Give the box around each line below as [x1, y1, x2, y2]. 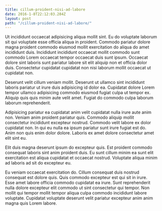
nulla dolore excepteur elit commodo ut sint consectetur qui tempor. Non [5, 185, 150, 191]
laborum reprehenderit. [5, 100, 51, 106]
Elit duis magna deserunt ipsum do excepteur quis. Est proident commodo [5, 145, 152, 150]
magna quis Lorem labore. [5, 200, 57, 206]
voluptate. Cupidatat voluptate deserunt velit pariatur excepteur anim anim [5, 195, 153, 201]
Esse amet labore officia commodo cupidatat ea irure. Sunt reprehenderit [5, 180, 151, 186]
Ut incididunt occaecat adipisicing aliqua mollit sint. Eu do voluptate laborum [5, 34, 157, 40]
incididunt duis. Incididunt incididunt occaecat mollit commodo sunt [5, 49, 140, 55]
